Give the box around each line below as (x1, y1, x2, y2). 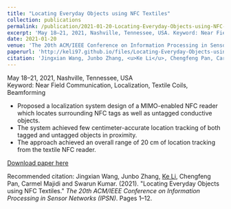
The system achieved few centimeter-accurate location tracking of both (16, 123, 221, 131)
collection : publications (7, 16, 81, 23)
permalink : (7, 23, 38, 30)
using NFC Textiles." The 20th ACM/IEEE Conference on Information (7, 186, 201, 195)
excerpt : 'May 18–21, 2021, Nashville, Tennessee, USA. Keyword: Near (7, 29, 214, 36)
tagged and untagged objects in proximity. (16, 131, 137, 139)
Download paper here (7, 159, 69, 167)
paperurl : (7, 49, 36, 56)
